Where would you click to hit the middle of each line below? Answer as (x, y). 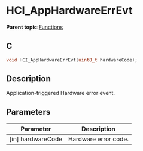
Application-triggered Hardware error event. (61, 93)
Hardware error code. (98, 139)
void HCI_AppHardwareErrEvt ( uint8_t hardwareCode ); (72, 60)
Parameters (28, 112)
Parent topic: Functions (35, 27)
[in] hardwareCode (36, 139)
